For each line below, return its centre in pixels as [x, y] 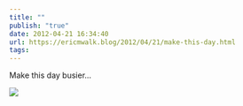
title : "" [27, 17]
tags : [19, 50]
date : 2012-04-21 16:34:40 [59, 34]
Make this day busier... [50, 75]
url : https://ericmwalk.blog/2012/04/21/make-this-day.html [123, 42]
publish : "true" [39, 26]
